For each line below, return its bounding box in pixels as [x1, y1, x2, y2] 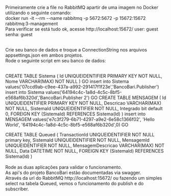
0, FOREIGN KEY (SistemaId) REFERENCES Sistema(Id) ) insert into [5, 111, 146, 117]
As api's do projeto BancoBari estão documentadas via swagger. [5, 169, 141, 176]
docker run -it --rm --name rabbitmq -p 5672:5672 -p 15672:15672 [5, 15, 146, 21]
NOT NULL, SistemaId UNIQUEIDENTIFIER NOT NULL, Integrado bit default [5, 106, 163, 111]
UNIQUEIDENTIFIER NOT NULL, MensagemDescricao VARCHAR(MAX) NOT [5, 142, 165, 149]
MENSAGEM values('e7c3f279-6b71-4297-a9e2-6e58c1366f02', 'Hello [5, 116, 155, 122]
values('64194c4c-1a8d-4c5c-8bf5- [45, 89, 122, 95]
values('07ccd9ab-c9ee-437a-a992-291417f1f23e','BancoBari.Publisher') [5, 84, 159, 90]
